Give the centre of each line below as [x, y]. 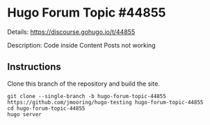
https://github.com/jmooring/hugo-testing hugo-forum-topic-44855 [105, 102]
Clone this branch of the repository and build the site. [83, 84]
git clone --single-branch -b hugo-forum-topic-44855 [87, 96]
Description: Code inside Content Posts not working [81, 45]
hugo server [24, 114]
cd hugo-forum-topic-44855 [46, 108]
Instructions [34, 67]
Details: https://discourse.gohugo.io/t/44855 [71, 32]
